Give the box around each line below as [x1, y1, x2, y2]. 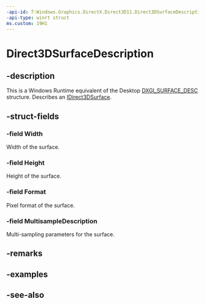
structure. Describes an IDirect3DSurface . [6, 93, 112, 101]
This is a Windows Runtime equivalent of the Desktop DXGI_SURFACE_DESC [6, 87, 198, 95]
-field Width [6, 129, 43, 138]
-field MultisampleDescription [6, 217, 98, 225]
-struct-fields [6, 111, 59, 121]
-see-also [6, 290, 45, 300]
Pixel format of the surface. [6, 201, 75, 209]
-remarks [6, 248, 43, 259]
